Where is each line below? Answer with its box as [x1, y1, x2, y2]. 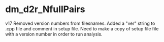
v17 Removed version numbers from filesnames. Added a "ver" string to [5, 20, 155, 26]
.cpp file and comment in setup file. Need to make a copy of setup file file [5, 25, 159, 31]
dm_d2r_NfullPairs [5, 4, 85, 15]
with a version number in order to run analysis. [5, 31, 103, 37]
